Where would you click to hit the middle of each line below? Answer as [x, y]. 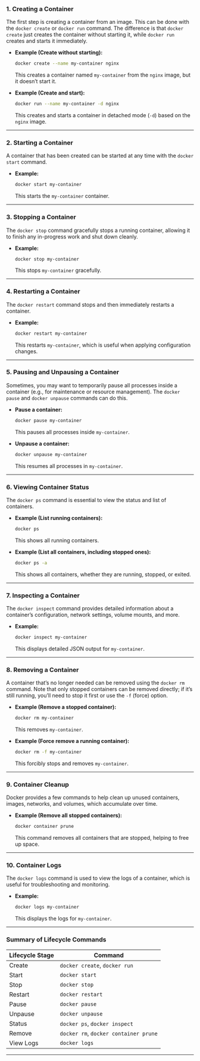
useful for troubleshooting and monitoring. [58, 885]
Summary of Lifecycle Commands [56, 940]
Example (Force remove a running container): [72, 741]
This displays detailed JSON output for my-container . [79, 649]
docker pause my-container [48, 420]
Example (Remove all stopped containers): [68, 815]
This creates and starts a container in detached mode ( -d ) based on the [102, 115]
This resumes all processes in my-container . [69, 466]
